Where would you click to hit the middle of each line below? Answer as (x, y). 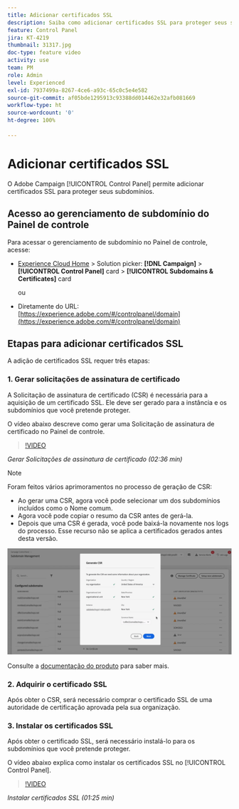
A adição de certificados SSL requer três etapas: (79, 361)
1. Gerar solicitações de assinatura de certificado (94, 379)
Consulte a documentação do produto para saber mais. (88, 666)
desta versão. (38, 538)
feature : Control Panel (43, 30)
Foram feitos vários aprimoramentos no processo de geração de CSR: (110, 486)
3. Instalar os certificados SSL (60, 726)
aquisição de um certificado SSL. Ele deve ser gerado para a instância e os (117, 402)
